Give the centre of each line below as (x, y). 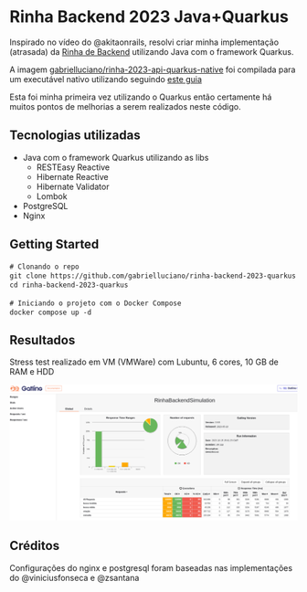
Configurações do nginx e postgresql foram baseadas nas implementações (151, 567)
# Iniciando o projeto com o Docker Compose (95, 303)
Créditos (35, 546)
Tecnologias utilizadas (75, 136)
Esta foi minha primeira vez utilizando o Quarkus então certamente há (141, 97)
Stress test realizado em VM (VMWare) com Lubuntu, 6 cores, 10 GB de (144, 362)
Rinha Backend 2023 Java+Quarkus (149, 17)
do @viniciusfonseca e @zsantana (74, 577)
